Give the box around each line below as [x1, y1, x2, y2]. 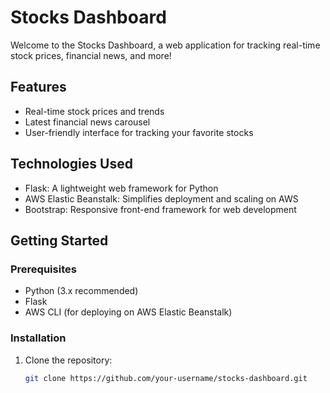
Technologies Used [10, 156, 133, 173]
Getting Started [10, 232, 109, 249]
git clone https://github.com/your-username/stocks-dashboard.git [24, 373, 308, 383]
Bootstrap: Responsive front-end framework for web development [24, 203, 297, 215]
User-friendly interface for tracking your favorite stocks [24, 126, 254, 138]
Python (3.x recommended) [24, 285, 139, 297]
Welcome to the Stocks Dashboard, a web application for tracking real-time [10, 39, 321, 51]
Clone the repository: [24, 354, 113, 366]
